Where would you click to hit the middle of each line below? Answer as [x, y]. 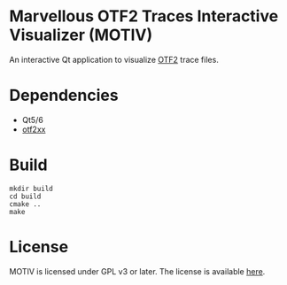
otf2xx [34, 129]
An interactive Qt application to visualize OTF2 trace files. [114, 59]
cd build [25, 196]
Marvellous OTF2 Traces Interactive [144, 16]
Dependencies [64, 96]
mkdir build [31, 189]
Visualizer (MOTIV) [81, 35]
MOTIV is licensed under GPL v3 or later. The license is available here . [137, 271]
